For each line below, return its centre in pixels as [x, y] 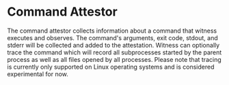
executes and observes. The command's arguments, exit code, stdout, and [112, 37]
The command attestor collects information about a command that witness [112, 31]
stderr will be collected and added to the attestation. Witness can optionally [113, 45]
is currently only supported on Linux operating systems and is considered [111, 67]
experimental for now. [38, 74]
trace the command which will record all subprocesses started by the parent [114, 52]
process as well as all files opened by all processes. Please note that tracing [114, 59]
